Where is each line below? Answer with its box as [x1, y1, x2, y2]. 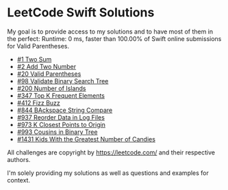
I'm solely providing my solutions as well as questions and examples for [7, 169, 209, 177]
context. [7, 176, 31, 184]
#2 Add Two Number [16, 62, 77, 70]
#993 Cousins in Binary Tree [16, 128, 98, 136]
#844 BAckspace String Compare [16, 106, 113, 114]
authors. [7, 155, 31, 163]
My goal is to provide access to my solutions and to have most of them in [7, 27, 214, 36]
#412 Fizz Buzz [16, 98, 60, 107]
